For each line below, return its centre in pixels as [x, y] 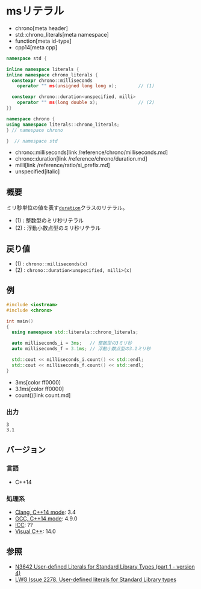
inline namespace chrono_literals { [52, 75]
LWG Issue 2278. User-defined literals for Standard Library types [95, 579]
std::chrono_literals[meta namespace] [62, 34]
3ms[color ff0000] [38, 382]
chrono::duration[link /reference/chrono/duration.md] [81, 159]
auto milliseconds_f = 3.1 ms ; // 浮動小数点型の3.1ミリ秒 [81, 349]
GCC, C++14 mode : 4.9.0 [46, 518]
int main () [20, 321]
